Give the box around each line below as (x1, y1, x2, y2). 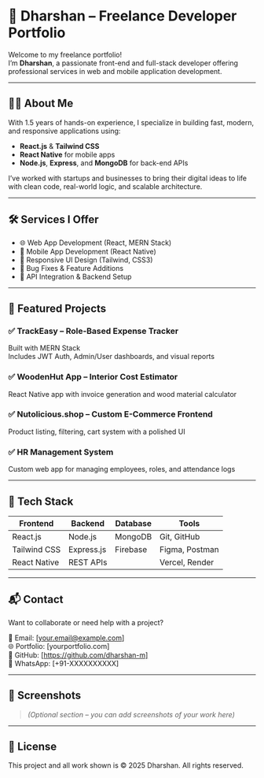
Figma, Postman (159, 543, 219, 554)
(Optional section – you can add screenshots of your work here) (27, 709, 236, 719)
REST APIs (68, 557, 108, 568)
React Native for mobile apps (19, 150, 115, 159)
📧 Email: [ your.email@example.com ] (8, 633, 125, 643)
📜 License (8, 739, 57, 753)
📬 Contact (8, 593, 64, 606)
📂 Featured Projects (8, 302, 107, 315)
